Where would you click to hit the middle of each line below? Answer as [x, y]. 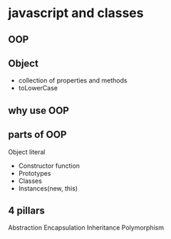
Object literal [27, 152]
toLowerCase [38, 88]
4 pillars [26, 210]
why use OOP [39, 111]
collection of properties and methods [73, 80]
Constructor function [49, 166]
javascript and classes [76, 13]
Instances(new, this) [48, 188]
